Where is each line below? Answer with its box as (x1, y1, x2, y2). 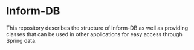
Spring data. (6, 37, 37, 44)
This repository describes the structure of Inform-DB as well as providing (6, 24, 189, 31)
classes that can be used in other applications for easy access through (6, 30, 183, 37)
